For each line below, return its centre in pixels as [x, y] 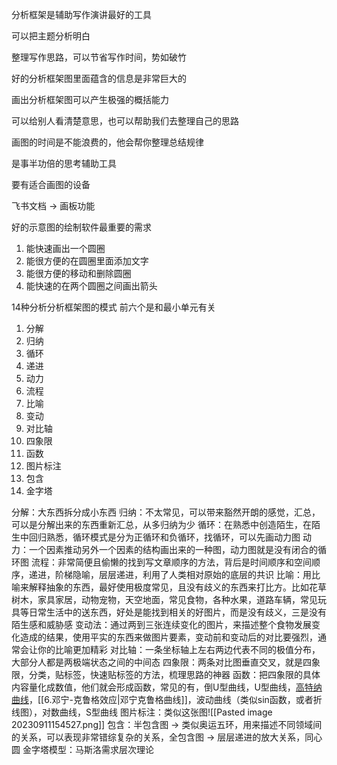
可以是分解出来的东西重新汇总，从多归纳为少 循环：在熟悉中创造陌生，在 [161, 524]
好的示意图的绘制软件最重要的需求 [81, 227]
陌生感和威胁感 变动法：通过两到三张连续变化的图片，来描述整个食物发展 [161, 624]
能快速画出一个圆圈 [65, 248]
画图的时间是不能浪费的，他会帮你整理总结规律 [107, 142]
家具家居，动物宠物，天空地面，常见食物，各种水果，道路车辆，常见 [177, 599]
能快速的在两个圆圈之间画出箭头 [91, 286]
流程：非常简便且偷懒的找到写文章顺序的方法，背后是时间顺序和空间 [171, 562]
